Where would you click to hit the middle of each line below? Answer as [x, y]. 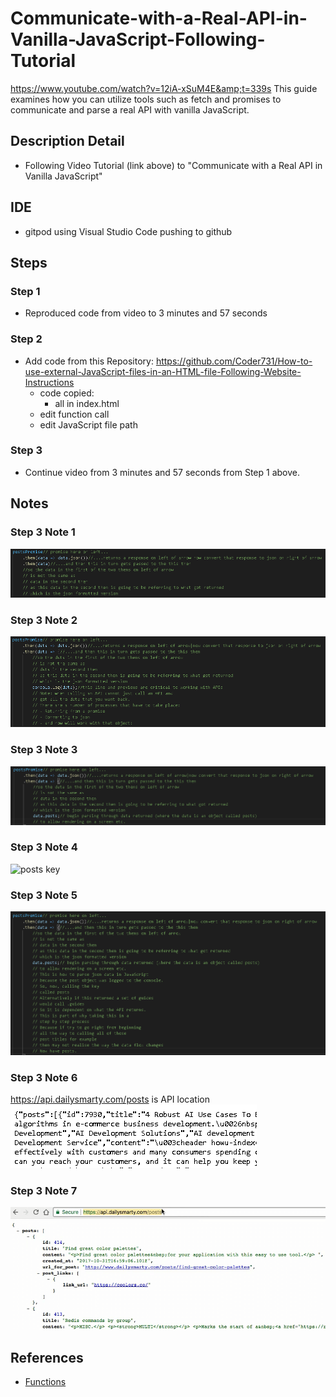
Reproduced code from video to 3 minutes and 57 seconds [146, 313]
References [47, 1357]
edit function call [74, 414]
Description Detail [67, 141]
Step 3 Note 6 [44, 1077]
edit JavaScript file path [88, 424]
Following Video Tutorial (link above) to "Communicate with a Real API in [173, 165]
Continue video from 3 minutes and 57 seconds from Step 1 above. [162, 472]
